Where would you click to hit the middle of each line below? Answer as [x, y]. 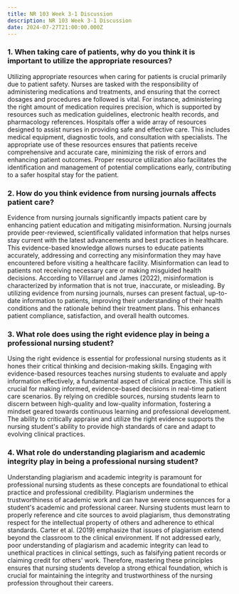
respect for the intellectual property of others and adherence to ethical [111, 522]
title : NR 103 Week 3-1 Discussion [60, 14]
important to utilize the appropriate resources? [90, 61]
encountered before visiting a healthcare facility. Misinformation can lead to [118, 262]
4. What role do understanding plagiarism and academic [106, 452]
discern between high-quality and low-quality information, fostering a [109, 404]
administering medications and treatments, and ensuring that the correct [114, 91]
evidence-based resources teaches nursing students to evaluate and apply [117, 373]
